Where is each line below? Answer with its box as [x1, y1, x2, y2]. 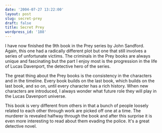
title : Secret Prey [5, 25, 45, 30]
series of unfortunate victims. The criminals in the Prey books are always [5, 53, 150, 59]
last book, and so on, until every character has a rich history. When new [5, 83, 149, 89]
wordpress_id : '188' [5, 30, 47, 34]
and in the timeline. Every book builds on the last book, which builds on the [5, 78, 155, 84]
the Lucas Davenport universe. [5, 93, 66, 99]
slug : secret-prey [5, 16, 42, 21]
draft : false [5, 20, 32, 26]
